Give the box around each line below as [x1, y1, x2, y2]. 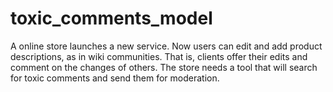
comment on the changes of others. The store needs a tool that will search [10, 61, 318, 73]
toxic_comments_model [10, 7, 213, 30]
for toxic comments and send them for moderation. [10, 72, 220, 84]
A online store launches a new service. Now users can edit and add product [10, 40, 323, 52]
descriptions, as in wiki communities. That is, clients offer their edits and [10, 50, 308, 62]
